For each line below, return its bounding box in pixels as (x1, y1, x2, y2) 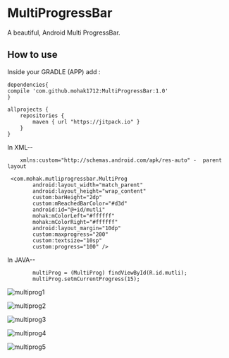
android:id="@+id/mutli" (32, 206, 106, 213)
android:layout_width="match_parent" (32, 181, 143, 189)
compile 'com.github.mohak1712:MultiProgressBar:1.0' (7, 87, 169, 95)
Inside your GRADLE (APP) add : (7, 67, 101, 76)
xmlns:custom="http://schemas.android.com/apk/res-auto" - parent (20, 157, 222, 164)
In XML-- (7, 143, 33, 151)
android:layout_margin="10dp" (32, 225, 121, 232)
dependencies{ (7, 81, 49, 88)
